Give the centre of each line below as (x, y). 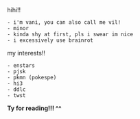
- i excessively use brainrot (50, 40)
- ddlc (16, 90)
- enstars (21, 66)
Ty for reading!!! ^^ (34, 108)
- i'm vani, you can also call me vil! (64, 23)
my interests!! (26, 53)
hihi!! (14, 10)
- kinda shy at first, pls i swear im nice (70, 34)
